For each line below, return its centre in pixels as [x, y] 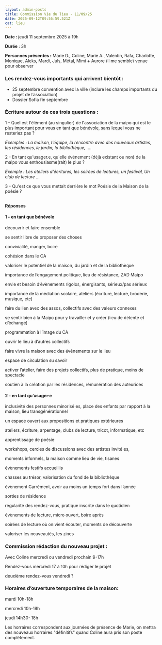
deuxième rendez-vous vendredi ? [39, 576]
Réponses [15, 206]
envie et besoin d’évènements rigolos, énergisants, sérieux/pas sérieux [76, 284]
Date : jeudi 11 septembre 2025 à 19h [42, 37]
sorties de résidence [25, 496]
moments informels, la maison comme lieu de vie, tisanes [62, 458]
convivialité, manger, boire [32, 247]
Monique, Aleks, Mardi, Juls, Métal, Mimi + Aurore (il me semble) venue [76, 61]
